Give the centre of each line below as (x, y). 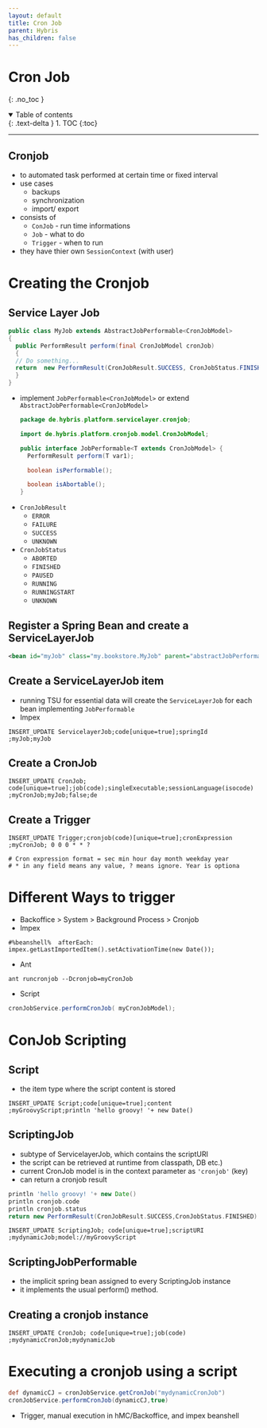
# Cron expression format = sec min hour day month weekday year (118, 859)
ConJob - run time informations (81, 226)
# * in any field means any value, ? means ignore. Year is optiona (124, 866)
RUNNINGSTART (53, 593)
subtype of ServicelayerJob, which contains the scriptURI (114, 1154)
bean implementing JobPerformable (77, 708)
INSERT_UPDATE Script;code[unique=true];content (90, 1104)
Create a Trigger (50, 820)
